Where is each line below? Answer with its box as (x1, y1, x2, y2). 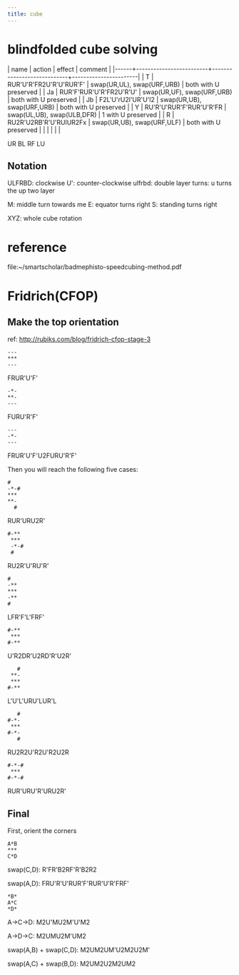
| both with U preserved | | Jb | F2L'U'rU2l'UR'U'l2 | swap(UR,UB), (7, 95, 202, 103)
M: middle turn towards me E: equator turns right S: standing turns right (7, 201, 218, 209)
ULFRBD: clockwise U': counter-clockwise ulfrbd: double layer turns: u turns (7, 179, 232, 188)
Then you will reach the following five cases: (7, 465, 138, 474)
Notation (7, 160, 48, 172)
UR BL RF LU (7, 139, 45, 148)
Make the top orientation (7, 315, 119, 328)
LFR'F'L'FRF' (7, 613, 45, 622)
